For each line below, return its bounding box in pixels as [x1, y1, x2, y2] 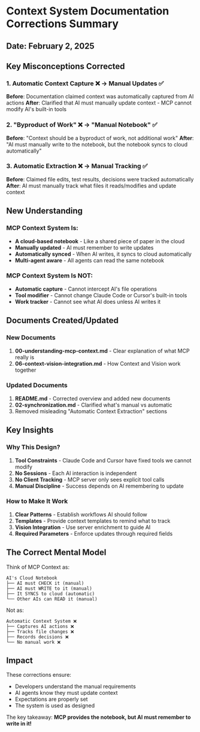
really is [14, 353, 35, 361]
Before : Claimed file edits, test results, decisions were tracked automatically [6, 175, 194, 183]
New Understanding [6, 206, 83, 216]
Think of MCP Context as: [6, 563, 70, 570]
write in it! [6, 720, 32, 727]
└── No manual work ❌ [6, 639, 61, 645]
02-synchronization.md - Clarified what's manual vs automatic [14, 401, 172, 408]
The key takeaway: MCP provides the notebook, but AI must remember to [6, 713, 191, 721]
